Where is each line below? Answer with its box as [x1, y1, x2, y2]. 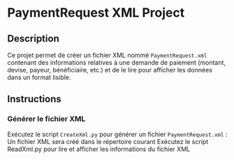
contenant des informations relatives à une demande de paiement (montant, [7, 58, 226, 67]
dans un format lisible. [7, 73, 71, 81]
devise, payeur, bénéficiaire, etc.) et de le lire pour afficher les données [7, 66, 213, 74]
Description [7, 33, 59, 45]
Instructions [7, 93, 61, 105]
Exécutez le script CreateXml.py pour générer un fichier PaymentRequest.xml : [7, 130, 228, 138]
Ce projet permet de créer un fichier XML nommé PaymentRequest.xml [7, 51, 207, 59]
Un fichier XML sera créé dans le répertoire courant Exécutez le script [7, 137, 209, 145]
